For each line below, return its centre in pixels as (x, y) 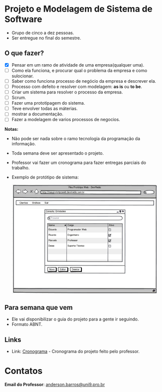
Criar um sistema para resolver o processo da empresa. (67, 92)
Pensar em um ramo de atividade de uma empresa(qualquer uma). (78, 65)
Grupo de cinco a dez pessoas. (43, 33)
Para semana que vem (39, 308)
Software (23, 19)
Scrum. (19, 98)
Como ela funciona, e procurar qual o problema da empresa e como (79, 70)
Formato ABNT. (27, 324)
